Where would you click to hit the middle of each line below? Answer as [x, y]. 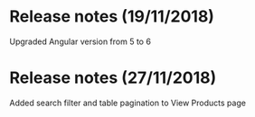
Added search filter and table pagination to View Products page [128, 103]
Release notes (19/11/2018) [112, 17]
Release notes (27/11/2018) [113, 78]
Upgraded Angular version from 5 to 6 [80, 41]
